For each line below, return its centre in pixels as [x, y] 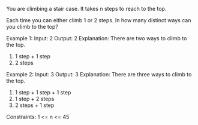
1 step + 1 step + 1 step [43, 92]
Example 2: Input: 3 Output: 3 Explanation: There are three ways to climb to [99, 74]
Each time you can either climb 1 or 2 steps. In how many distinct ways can [99, 20]
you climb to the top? [32, 27]
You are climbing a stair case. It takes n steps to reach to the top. [86, 9]
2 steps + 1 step [34, 105]
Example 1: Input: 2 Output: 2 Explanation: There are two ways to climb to [97, 38]
